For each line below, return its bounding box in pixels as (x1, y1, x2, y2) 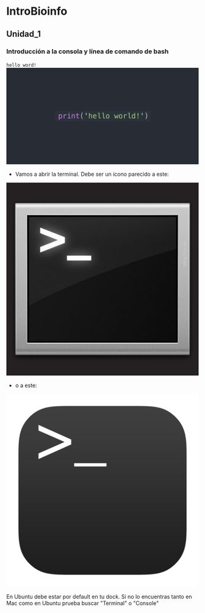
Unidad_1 (6, 29, 41, 39)
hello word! (6, 62, 37, 68)
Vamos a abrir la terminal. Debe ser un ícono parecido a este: (15, 170, 169, 178)
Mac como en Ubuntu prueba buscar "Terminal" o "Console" (6, 599, 159, 607)
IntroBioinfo (6, 4, 68, 18)
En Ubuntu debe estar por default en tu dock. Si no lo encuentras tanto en (6, 593, 192, 600)
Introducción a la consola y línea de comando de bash (6, 47, 169, 56)
